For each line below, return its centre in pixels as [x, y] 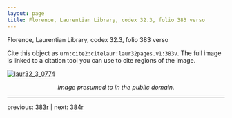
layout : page [26, 13]
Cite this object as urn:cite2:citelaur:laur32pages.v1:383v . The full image [114, 53]
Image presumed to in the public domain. [116, 87]
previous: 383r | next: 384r [46, 107]
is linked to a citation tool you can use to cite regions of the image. [101, 60]
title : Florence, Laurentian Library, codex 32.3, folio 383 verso [106, 20]
